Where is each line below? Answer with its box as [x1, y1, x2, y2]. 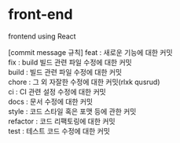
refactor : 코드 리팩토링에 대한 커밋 [8, 116, 116, 126]
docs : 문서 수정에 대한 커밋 [8, 97, 93, 106]
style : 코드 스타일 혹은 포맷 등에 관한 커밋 [8, 106, 137, 115]
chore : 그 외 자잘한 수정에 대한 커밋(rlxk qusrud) [8, 77, 160, 86]
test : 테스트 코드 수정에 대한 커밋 [8, 126, 110, 135]
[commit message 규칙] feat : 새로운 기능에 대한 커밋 [8, 47, 173, 57]
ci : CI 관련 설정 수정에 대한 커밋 [8, 86, 106, 96]
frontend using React [8, 31, 76, 41]
